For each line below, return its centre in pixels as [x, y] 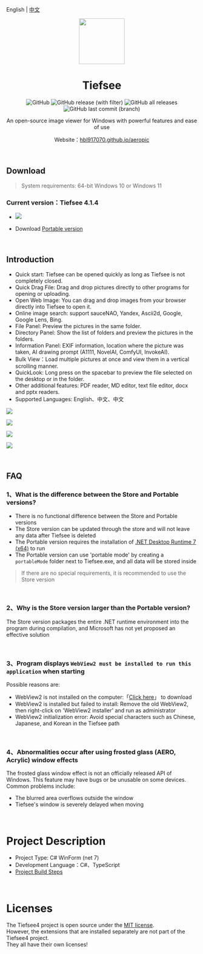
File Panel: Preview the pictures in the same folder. [78, 326]
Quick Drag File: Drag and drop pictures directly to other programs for [102, 287]
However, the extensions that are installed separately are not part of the [96, 931]
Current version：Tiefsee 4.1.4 [52, 202]
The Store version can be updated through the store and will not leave [102, 528]
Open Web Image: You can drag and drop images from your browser [101, 300]
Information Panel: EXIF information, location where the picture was [99, 345]
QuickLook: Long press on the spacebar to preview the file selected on [104, 372]
